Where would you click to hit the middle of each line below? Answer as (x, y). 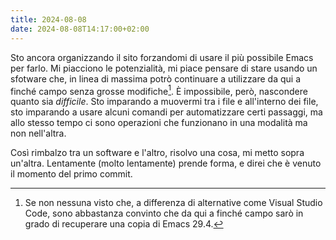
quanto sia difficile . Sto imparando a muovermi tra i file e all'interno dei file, (164, 102)
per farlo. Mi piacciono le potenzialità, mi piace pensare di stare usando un (164, 68)
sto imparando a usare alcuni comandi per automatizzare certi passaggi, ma (166, 112)
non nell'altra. (38, 133)
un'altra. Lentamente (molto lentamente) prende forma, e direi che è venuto (166, 163)
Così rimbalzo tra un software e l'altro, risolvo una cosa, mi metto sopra (157, 153)
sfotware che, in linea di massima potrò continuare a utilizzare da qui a (156, 78)
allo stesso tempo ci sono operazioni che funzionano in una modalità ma (159, 123)
